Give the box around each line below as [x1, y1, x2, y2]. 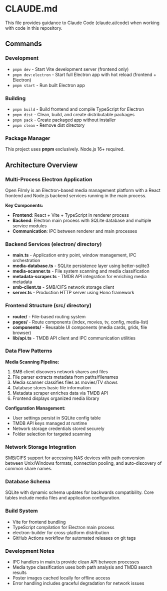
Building [5, 95, 26, 102]
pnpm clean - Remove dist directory [12, 122, 85, 128]
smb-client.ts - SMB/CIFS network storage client [12, 284, 114, 290]
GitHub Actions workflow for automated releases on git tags [12, 535, 136, 541]
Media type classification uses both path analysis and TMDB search [12, 564, 152, 570]
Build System [5, 508, 38, 515]
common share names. [5, 466, 52, 472]
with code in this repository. [5, 25, 62, 31]
